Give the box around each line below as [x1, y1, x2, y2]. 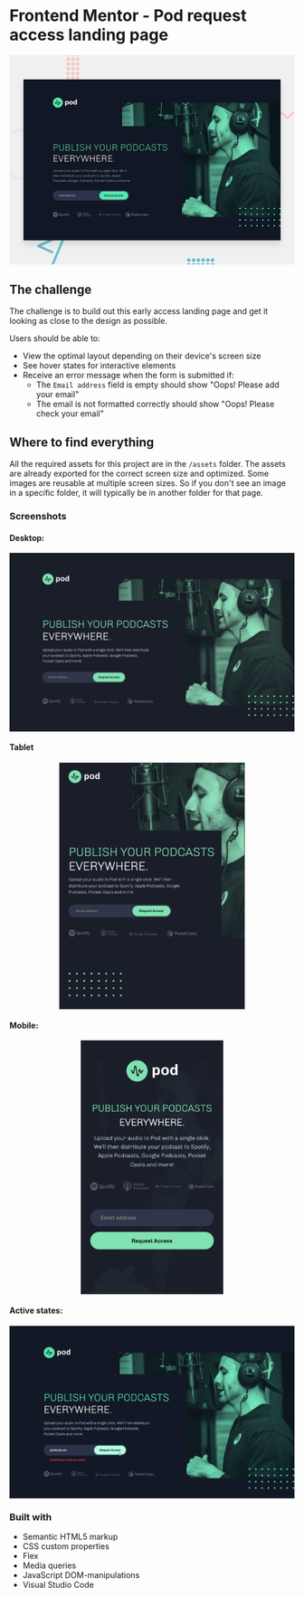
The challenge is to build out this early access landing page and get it [9, 306, 269, 317]
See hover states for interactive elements [22, 360, 176, 371]
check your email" [35, 408, 104, 419]
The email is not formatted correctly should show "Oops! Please [35, 399, 275, 410]
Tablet [9, 742, 34, 753]
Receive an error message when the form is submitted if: [22, 370, 234, 381]
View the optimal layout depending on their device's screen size [22, 350, 261, 362]
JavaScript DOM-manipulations [22, 1570, 140, 1581]
